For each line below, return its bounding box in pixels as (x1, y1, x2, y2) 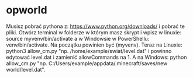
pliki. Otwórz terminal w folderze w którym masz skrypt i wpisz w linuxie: (6, 29, 182, 36)
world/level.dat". (6, 66, 46, 73)
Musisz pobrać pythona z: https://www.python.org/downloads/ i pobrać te (6, 23, 185, 30)
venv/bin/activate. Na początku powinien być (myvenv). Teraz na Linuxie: (6, 41, 182, 48)
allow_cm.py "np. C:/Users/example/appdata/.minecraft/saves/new (6, 59, 168, 67)
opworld (6, 3, 48, 17)
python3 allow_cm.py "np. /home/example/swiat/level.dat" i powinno (6, 47, 172, 54)
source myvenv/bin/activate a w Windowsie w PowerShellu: (6, 35, 150, 42)
